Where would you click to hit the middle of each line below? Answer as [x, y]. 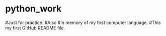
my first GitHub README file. [35, 27]
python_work [33, 9]
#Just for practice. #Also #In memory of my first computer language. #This [83, 22]
